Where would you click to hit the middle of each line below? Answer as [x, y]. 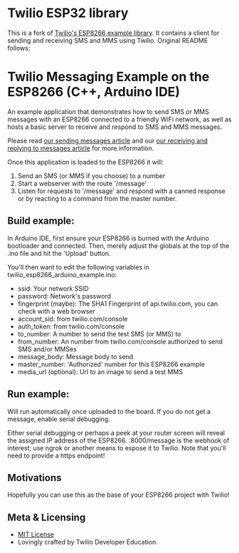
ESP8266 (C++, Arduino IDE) [94, 92]
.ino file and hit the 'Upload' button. [59, 253]
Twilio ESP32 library [68, 13]
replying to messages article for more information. [81, 148]
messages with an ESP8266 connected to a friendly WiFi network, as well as [119, 119]
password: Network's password [64, 296]
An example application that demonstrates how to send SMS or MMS [108, 111]
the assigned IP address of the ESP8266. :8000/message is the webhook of [118, 440]
